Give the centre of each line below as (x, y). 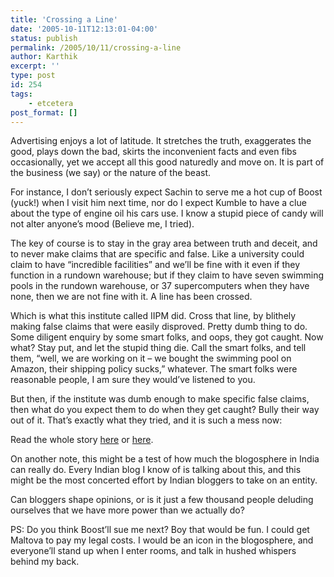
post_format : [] (44, 112)
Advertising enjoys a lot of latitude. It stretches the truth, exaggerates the (161, 141)
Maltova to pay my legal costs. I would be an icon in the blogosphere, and (162, 540)
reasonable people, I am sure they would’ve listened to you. (133, 380)
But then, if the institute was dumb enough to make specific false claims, (160, 399)
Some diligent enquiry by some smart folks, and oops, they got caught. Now (167, 337)
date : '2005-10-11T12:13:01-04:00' (84, 29)
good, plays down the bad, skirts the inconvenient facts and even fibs (153, 152)
